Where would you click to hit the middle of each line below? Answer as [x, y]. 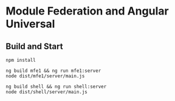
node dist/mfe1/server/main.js [45, 76]
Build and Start [34, 46]
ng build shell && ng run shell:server [56, 86]
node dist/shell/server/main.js [46, 92]
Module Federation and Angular [87, 11]
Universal [30, 24]
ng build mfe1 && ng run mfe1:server [53, 71]
